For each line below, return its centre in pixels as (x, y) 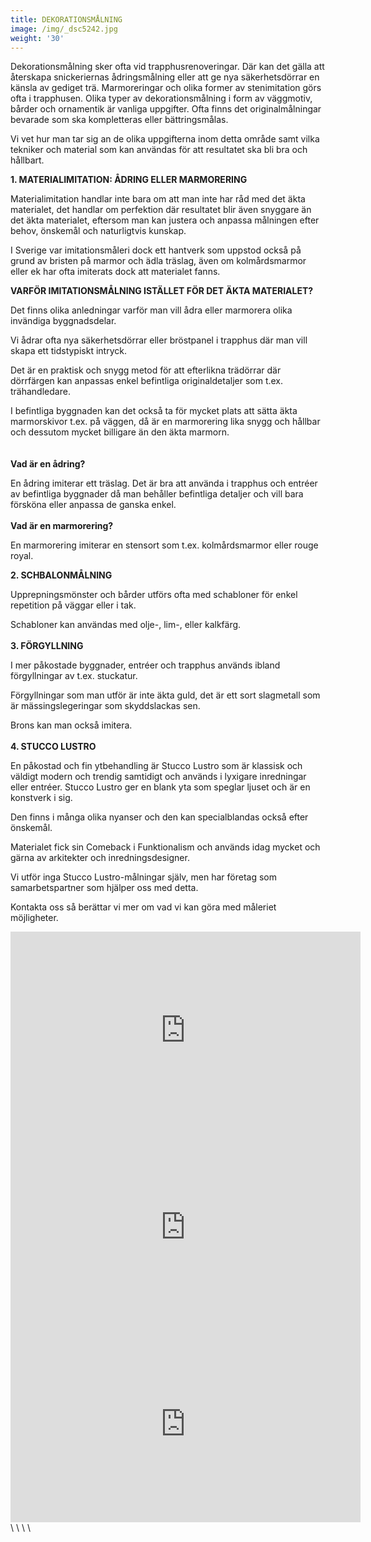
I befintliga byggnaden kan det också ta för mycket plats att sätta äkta (154, 411)
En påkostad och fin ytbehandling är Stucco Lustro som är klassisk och (156, 766)
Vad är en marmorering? (62, 526)
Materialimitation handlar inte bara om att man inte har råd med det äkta (158, 199)
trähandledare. (40, 392)
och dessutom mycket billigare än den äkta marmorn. (120, 432)
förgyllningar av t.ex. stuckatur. (74, 676)
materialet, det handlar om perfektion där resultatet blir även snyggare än (161, 210)
